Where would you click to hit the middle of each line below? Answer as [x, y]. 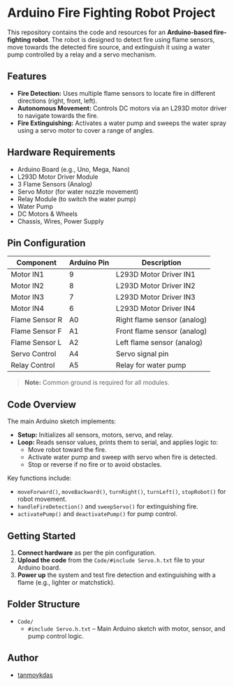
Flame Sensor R [37, 320]
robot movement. [42, 499]
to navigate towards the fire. [58, 115]
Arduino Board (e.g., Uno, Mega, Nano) [74, 169]
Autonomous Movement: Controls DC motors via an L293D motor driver [122, 108]
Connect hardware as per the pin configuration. [87, 553]
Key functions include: [39, 478]
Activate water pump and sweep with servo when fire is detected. [122, 457]
